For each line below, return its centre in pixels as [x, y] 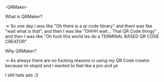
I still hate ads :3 [22, 75]
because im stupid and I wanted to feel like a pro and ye [62, 66]
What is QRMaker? [24, 16]
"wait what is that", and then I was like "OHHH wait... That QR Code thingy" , [82, 31]
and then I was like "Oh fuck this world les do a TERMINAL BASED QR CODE [82, 36]
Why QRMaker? [21, 51]
